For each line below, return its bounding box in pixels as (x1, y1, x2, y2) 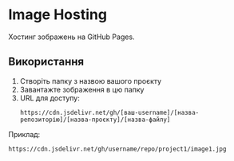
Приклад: (8, 129, 41, 139)
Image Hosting (8, 6, 108, 24)
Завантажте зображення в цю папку (19, 84, 145, 94)
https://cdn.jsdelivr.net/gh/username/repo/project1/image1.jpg (8, 145, 227, 153)
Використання (8, 55, 85, 69)
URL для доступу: (19, 93, 80, 103)
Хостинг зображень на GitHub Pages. (8, 32, 135, 41)
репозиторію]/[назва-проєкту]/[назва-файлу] (19, 116, 171, 124)
